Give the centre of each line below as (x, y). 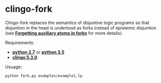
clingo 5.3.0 (25, 57)
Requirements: (20, 42)
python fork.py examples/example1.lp (44, 76)
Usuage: (14, 67)
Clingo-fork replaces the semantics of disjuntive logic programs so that (77, 23)
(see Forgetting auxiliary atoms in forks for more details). (64, 33)
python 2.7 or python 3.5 (38, 52)
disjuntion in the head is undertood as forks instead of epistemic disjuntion (81, 28)
